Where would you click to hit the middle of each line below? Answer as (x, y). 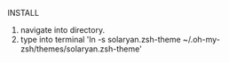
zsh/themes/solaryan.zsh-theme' (81, 49)
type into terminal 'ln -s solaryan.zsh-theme (101, 39)
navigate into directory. (63, 30)
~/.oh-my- (201, 39)
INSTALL (24, 13)
